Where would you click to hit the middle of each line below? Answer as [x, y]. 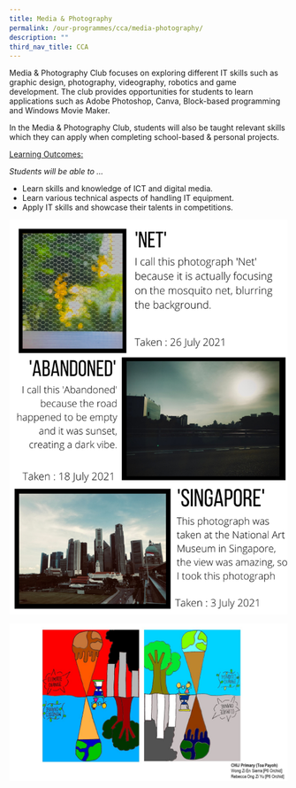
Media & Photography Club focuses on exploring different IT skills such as [144, 73]
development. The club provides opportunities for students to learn [131, 92]
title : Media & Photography [61, 19]
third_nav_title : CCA [49, 47]
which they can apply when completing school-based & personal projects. [144, 137]
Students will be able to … [57, 172]
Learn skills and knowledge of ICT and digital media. [118, 189]
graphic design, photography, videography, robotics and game [123, 82]
